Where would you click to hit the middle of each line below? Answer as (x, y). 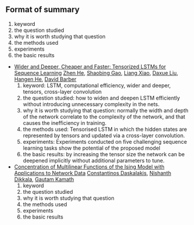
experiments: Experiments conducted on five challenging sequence (105, 141)
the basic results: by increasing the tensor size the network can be (104, 154)
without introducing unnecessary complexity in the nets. (91, 104)
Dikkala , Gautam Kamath (44, 179)
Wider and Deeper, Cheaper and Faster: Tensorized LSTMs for (90, 67)
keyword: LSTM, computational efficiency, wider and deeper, (97, 85)
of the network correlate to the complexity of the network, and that (104, 117)
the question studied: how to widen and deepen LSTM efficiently (101, 98)
